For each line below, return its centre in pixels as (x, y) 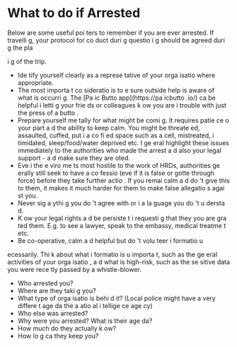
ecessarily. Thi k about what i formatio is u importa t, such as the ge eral (112, 254)
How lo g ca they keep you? (58, 336)
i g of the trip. (27, 61)
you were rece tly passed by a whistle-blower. (74, 269)
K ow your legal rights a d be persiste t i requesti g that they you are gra (122, 218)
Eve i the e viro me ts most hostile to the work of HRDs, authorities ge (119, 165)
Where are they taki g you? (57, 290)
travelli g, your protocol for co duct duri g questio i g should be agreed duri (116, 40)
